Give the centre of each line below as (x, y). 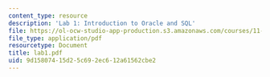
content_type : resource (48, 16)
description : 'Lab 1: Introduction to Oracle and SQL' (102, 23)
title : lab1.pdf (35, 53)
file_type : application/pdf (55, 38)
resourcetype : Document (48, 46)
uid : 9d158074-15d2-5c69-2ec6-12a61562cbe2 (82, 61)
